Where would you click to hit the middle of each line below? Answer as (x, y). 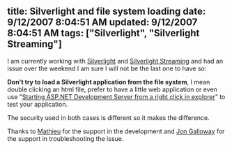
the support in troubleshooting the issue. (65, 138)
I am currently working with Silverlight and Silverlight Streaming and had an (115, 61)
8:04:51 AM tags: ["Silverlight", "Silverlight (103, 33)
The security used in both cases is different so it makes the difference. (109, 117)
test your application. (38, 104)
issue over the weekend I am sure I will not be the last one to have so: (107, 68)
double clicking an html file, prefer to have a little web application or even (112, 89)
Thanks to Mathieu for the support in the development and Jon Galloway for (116, 131)
